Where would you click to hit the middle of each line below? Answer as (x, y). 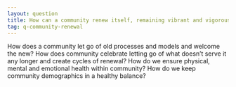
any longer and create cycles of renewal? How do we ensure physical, (109, 61)
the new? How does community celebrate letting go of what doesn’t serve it (117, 54)
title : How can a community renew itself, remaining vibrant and (105, 20)
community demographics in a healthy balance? (77, 76)
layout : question (33, 14)
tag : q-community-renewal (45, 26)
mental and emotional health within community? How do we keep (102, 69)
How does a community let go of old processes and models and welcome (113, 47)
